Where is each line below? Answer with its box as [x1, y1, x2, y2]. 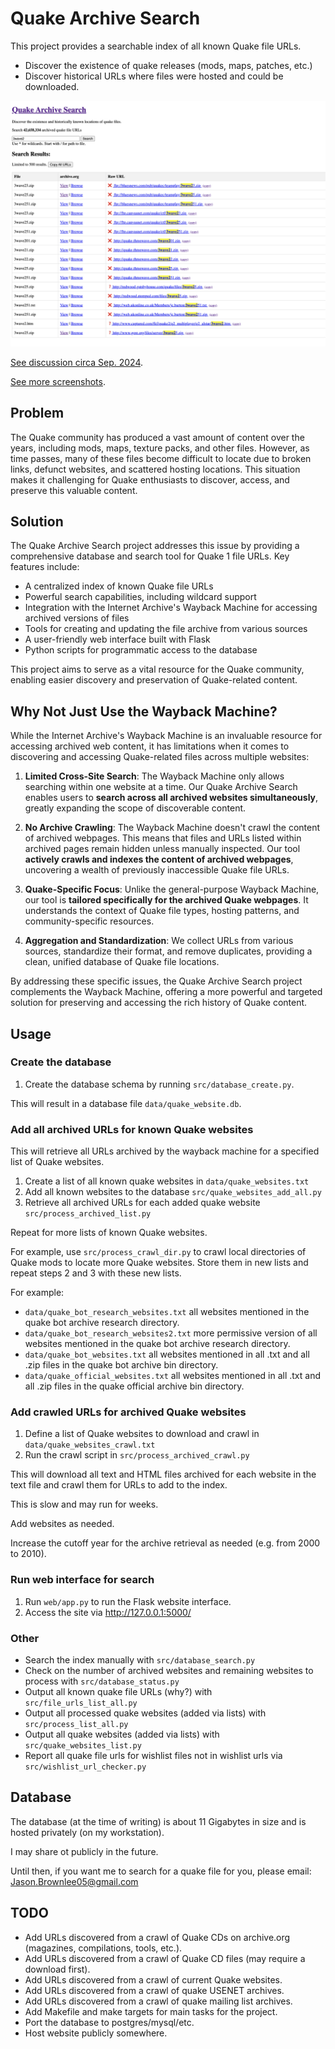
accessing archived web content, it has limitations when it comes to [10, 740, 290, 752]
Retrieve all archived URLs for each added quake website [24, 1197, 261, 1209]
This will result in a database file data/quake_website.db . [10, 1097, 242, 1109]
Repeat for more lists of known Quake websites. [10, 1227, 208, 1239]
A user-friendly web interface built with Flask [24, 633, 211, 646]
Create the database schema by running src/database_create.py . [24, 1078, 295, 1090]
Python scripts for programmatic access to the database [24, 644, 258, 656]
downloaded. [24, 80, 80, 92]
